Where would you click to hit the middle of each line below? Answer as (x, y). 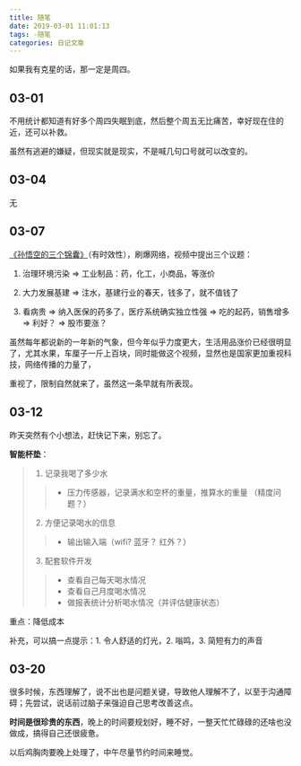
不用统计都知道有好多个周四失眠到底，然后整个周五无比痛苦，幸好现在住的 (146, 121)
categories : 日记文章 (47, 43)
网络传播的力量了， (60, 364)
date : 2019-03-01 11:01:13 (60, 26)
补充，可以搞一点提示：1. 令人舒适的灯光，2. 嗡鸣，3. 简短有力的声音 (136, 640)
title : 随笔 (30, 18)
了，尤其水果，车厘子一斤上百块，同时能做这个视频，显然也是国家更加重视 (146, 353)
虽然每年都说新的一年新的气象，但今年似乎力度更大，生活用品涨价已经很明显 (150, 341)
